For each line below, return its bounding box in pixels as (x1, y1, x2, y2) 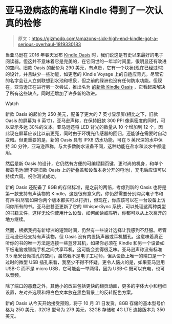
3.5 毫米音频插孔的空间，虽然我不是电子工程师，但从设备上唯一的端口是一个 (5, 252, 166, 259)
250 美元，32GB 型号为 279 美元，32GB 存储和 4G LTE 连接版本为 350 (15, 306, 165, 313)
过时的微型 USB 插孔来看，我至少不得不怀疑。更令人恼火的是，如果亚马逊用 (5, 259, 165, 265)
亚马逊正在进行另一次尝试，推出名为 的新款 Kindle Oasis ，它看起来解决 (14, 84, 165, 90)
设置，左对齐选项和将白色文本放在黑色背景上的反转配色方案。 (5, 289, 136, 295)
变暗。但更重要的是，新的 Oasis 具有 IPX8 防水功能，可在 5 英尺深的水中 (5, 136, 159, 143)
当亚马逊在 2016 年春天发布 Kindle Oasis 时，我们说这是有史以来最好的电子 (5, 52, 164, 58)
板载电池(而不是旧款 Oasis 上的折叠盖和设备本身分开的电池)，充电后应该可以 (5, 167, 166, 173)
